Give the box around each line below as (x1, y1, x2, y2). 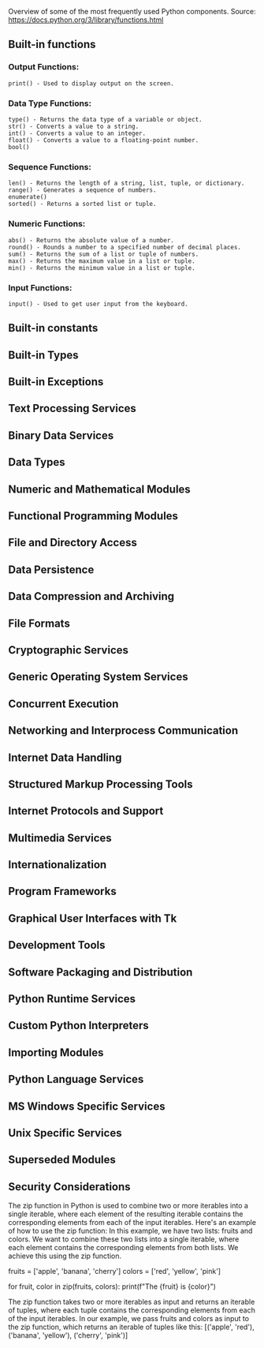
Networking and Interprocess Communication (8, 724, 239, 737)
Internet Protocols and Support (8, 804, 164, 818)
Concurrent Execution (8, 697, 119, 710)
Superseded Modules (8, 1153, 117, 1166)
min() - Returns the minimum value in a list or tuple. (8, 264, 195, 271)
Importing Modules (8, 1046, 104, 1059)
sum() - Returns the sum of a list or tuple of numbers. (8, 250, 199, 258)
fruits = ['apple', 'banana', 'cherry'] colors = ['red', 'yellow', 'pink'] (8, 1267, 221, 1276)
